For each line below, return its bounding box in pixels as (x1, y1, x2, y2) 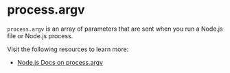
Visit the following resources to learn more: (7, 45, 129, 53)
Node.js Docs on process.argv (16, 58, 103, 66)
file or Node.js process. (7, 31, 73, 40)
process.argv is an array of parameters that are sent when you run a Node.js (7, 25, 223, 33)
